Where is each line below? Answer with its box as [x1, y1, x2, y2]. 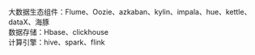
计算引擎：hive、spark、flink [8, 37, 105, 47]
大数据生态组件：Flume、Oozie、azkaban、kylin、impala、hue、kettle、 [8, 7, 252, 16]
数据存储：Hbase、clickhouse [8, 27, 109, 36]
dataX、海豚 [8, 17, 50, 27]
